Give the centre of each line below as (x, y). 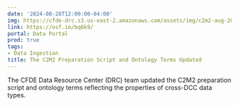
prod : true (23, 40)
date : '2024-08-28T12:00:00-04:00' (60, 14)
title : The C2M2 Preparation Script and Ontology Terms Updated (105, 60)
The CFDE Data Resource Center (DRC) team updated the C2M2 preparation (119, 80)
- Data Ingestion (33, 54)
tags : (15, 47)
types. (17, 95)
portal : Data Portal (38, 34)
